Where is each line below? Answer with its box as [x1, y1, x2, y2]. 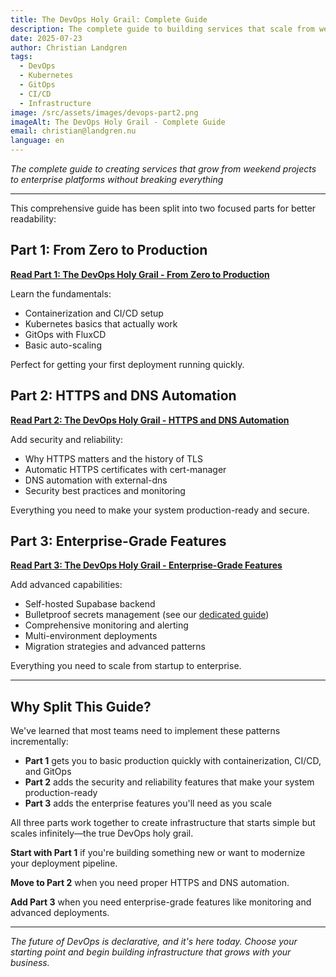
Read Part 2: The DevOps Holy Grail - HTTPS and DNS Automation [10, 414, 290, 426]
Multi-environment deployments [24, 630, 158, 642]
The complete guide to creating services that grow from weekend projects [10, 163, 317, 175]
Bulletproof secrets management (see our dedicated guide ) [24, 609, 270, 621]
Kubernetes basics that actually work [24, 317, 178, 330]
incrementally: [10, 736, 69, 748]
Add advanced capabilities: [10, 579, 123, 591]
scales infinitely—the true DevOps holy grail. [10, 827, 194, 840]
